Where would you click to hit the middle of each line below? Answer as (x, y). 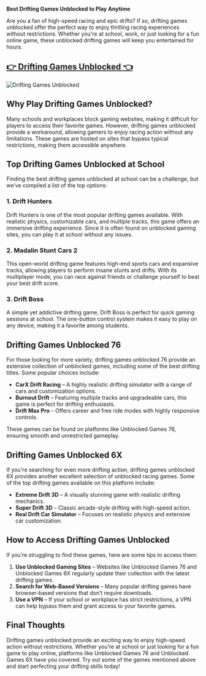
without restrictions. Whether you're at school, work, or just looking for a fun (103, 34)
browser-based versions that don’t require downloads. (84, 592)
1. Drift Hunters (29, 201)
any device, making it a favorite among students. (68, 325)
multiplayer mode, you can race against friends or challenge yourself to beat (103, 277)
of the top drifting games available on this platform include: (81, 483)
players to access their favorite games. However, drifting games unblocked (101, 125)
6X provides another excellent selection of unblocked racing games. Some (101, 476)
